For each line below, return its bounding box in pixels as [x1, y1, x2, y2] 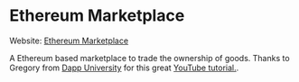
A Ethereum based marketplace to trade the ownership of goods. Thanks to [9, 52, 291, 63]
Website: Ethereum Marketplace [9, 35, 129, 46]
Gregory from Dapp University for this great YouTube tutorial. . [9, 62, 239, 73]
